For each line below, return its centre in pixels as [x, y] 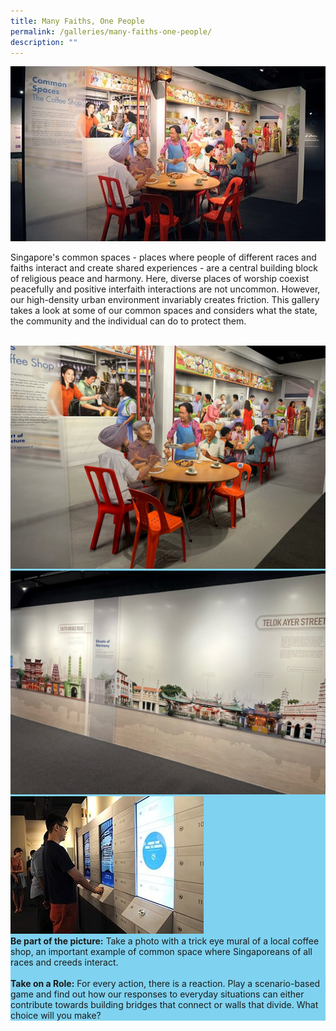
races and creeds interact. [64, 962]
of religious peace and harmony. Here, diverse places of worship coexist [160, 279]
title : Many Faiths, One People [77, 21]
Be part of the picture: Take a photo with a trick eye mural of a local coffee [165, 941]
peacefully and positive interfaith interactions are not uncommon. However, [165, 289]
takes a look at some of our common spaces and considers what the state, [164, 311]
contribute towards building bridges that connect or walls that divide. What [164, 1004]
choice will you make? [56, 1015]
